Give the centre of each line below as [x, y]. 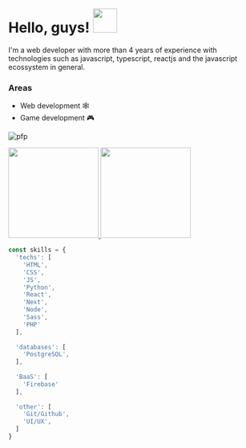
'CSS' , [34, 272]
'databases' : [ [41, 347]
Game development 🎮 [57, 118]
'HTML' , [35, 265]
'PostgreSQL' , [46, 354]
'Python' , [39, 287]
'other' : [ [34, 407]
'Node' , [35, 310]
